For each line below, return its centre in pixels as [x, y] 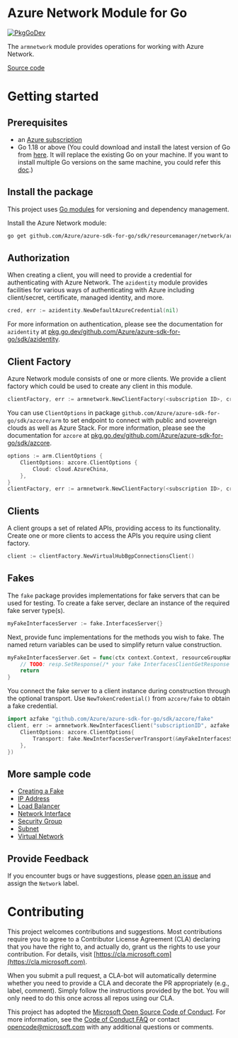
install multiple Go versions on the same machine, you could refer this [119, 162]
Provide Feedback [48, 859]
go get [17, 236]
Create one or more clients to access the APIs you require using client [109, 536]
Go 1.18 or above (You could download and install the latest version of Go [124, 147]
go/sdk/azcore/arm [34, 421]
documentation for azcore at [49, 435]
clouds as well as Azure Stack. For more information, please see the [106, 428]
